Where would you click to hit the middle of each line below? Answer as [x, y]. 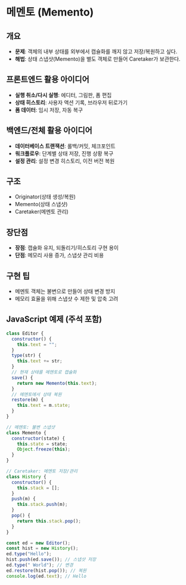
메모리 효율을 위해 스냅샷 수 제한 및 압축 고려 [66, 299]
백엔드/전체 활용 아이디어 [49, 131]
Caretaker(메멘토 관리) [41, 211]
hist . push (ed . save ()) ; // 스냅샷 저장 [51, 560]
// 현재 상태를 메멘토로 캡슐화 [44, 372]
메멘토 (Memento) [50, 12]
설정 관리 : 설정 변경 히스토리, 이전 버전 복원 [65, 161]
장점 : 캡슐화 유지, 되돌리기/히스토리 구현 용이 [67, 248]
